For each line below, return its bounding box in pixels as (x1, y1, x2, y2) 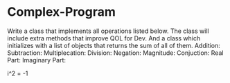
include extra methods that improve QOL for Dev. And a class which (7, 34, 201, 42)
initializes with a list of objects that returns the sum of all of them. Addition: (7, 41, 220, 49)
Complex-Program (7, 4, 116, 20)
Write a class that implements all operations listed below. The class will (7, 27, 209, 35)
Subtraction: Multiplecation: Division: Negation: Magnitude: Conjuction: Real (7, 49, 224, 57)
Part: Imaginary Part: (7, 56, 67, 64)
